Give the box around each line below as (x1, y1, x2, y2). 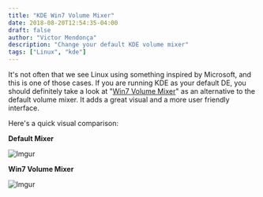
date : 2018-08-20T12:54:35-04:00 (8, 19, 118, 27)
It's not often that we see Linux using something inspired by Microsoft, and (8, 70, 251, 79)
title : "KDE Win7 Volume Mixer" (8, 11, 115, 20)
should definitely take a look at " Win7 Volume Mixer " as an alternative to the (8, 87, 255, 95)
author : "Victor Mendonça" (8, 33, 97, 42)
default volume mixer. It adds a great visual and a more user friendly (8, 95, 231, 104)
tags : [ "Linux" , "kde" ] (8, 48, 87, 56)
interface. (8, 103, 39, 113)
